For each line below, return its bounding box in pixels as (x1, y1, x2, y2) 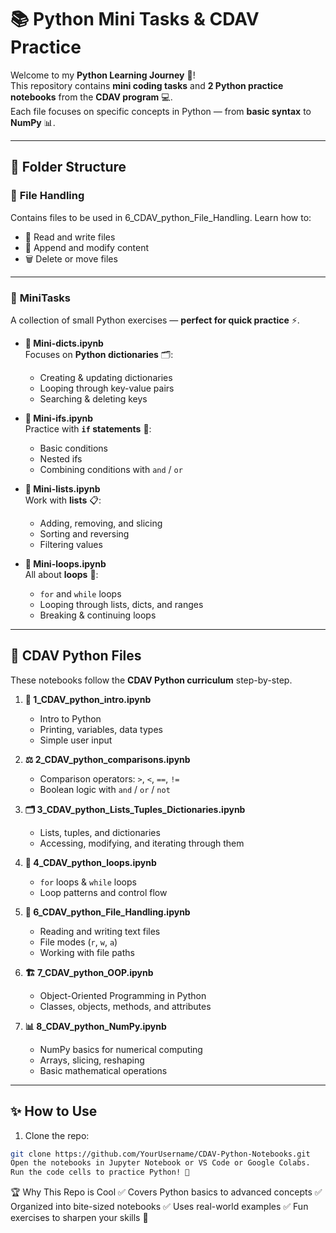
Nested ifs (39, 452, 83, 465)
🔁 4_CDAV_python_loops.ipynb (24, 856, 157, 868)
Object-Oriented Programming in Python (39, 989, 207, 1001)
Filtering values (39, 538, 103, 550)
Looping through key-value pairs (39, 382, 175, 394)
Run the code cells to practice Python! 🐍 (10, 1167, 190, 1178)
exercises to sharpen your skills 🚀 (10, 1212, 149, 1224)
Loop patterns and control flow (39, 886, 168, 898)
